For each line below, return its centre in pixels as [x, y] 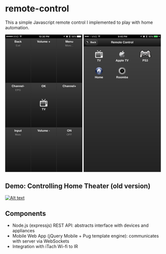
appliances [23, 230]
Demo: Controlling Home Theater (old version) [78, 186]
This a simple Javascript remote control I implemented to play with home [79, 22]
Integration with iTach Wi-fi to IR [45, 246]
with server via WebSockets [41, 241]
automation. [17, 27]
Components [25, 213]
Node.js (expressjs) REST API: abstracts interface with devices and [81, 225]
